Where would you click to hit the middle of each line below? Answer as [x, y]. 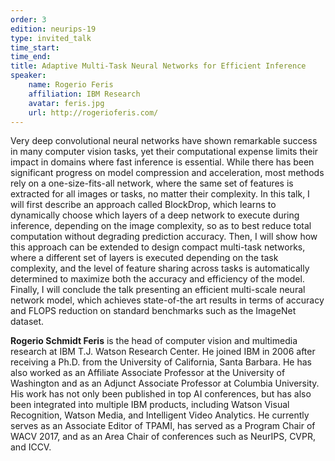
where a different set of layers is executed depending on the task [144, 258]
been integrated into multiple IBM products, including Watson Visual [150, 405]
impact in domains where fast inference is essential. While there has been [162, 162]
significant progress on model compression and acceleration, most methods [167, 173]
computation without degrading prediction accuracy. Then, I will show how [164, 237]
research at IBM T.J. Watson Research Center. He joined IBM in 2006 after [163, 352]
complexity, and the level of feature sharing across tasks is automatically [160, 268]
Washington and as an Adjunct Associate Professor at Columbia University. [165, 383]
